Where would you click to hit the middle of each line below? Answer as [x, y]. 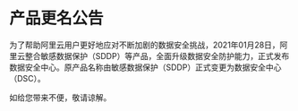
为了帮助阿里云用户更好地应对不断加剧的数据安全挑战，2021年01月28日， [145, 45]
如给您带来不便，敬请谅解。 [60, 97]
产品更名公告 [57, 18]
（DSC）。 [28, 78]
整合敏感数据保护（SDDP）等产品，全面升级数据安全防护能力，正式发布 [157, 55]
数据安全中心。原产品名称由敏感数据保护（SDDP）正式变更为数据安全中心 [145, 67]
